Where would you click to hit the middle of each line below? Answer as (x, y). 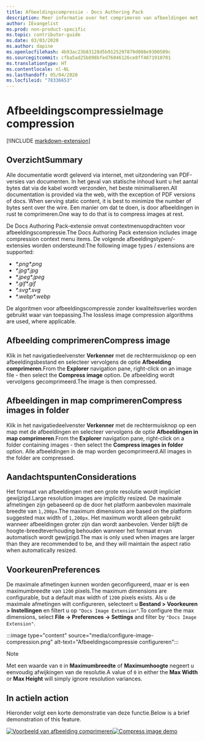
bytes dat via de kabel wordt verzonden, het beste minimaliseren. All (92, 188)
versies (16, 181)
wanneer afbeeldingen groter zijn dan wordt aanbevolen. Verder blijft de (97, 524)
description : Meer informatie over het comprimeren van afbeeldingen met (102, 18)
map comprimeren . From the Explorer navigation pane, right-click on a (95, 438)
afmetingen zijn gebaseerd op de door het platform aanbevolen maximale (99, 505)
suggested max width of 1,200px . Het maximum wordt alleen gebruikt (94, 518)
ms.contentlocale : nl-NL (38, 69)
